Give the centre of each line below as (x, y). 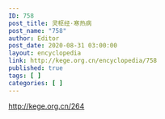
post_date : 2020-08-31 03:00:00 (63, 46)
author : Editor (34, 38)
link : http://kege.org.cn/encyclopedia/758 (83, 61)
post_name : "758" (38, 31)
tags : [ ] (25, 76)
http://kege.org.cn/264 (47, 106)
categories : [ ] (36, 83)
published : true (36, 68)
